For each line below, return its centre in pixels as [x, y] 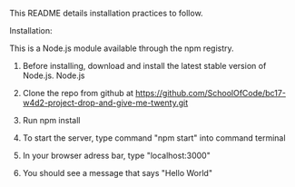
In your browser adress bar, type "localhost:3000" [116, 155]
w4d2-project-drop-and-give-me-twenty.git [105, 103]
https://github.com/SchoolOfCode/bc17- [211, 93]
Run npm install [51, 120]
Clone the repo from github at [78, 93]
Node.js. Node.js [54, 75]
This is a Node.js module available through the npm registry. [122, 48]
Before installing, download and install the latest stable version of [144, 66]
